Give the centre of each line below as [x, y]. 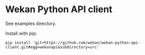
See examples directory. [31, 23]
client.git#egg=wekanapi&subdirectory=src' [52, 47]
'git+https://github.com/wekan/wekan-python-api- [86, 43]
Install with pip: [21, 33]
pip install [18, 43]
